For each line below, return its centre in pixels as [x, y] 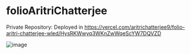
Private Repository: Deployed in [45, 27]
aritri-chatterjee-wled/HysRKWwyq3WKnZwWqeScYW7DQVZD [84, 33]
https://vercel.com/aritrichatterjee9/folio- [135, 27]
